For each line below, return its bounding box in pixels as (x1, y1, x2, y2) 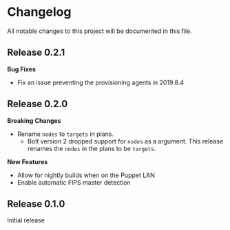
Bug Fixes (7, 65, 36, 73)
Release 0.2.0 (7, 98, 68, 110)
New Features (7, 157, 48, 165)
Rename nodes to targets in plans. (17, 130, 114, 138)
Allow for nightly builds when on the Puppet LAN (17, 171, 155, 179)
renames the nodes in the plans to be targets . (27, 144, 156, 152)
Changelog (7, 4, 72, 20)
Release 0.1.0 (7, 198, 65, 209)
